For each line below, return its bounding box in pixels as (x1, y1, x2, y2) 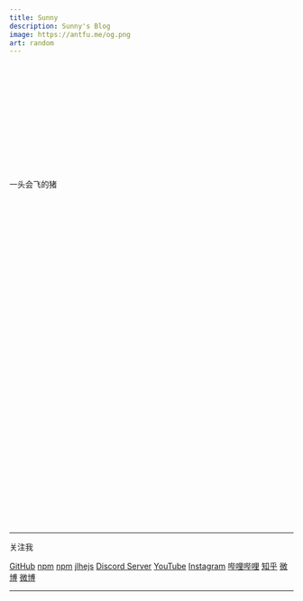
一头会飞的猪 (9, 179, 57, 190)
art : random (9, 38, 54, 48)
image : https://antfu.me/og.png (9, 30, 131, 39)
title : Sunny (9, 13, 59, 23)
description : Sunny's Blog (9, 22, 111, 31)
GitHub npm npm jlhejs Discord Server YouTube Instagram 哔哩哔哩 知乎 (9, 560, 278, 572)
